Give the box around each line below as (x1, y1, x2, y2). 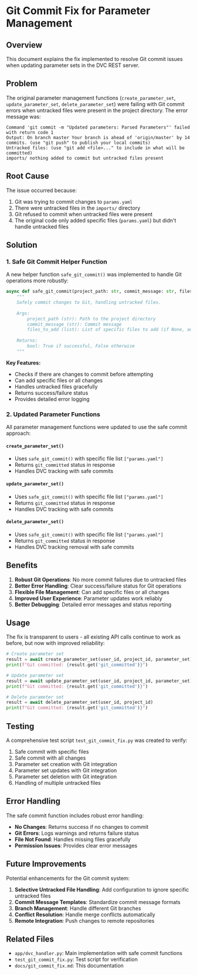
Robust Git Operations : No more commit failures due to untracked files (14, 576, 186, 583)
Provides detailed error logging (14, 395, 90, 403)
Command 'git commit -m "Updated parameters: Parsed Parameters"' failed (6, 124, 191, 130)
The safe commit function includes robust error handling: (6, 812, 144, 819)
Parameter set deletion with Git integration (14, 773, 117, 780)
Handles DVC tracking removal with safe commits (14, 543, 134, 550)
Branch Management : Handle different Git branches (14, 905, 142, 912)
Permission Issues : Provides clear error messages (14, 842, 138, 849)
